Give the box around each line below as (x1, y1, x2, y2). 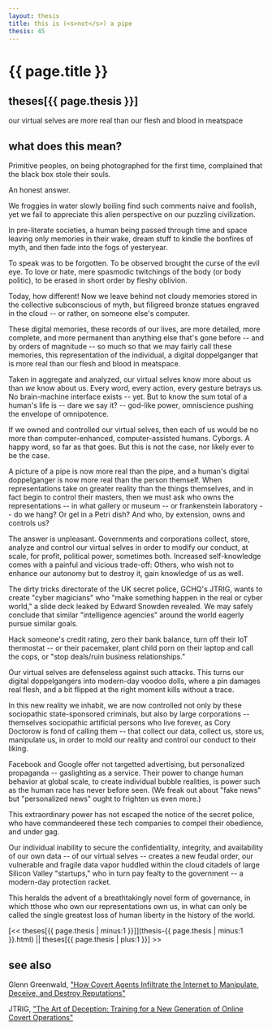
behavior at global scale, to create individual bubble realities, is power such (8, 777, 261, 786)
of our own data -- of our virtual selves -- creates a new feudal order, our (8, 851, 253, 861)
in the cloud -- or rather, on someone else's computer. (8, 309, 190, 318)
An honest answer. (8, 185, 71, 195)
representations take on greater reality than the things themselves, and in (8, 484, 254, 494)
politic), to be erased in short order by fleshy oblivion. (8, 275, 188, 285)
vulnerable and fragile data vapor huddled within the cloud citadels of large (8, 860, 260, 870)
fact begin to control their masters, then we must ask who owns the (8, 492, 234, 502)
